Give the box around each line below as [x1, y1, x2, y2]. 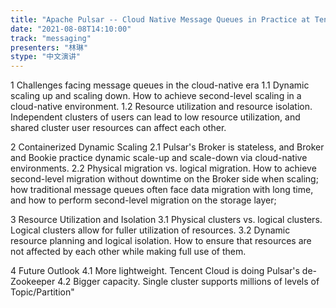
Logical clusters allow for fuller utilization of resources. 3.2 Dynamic [10, 224, 291, 236]
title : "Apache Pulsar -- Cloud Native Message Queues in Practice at [10, 14, 311, 25]
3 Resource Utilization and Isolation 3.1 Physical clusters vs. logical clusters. [10, 214, 323, 226]
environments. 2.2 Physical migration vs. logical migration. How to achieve [10, 162, 317, 175]
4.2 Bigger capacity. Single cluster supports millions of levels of [57, 276, 320, 288]
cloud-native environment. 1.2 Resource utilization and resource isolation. [10, 101, 313, 113]
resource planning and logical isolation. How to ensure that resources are [10, 235, 312, 247]
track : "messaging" [10, 33, 92, 43]
